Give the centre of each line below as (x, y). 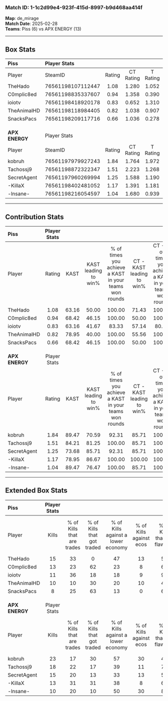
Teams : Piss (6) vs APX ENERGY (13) (43, 29)
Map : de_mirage (22, 18)
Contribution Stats (34, 217)
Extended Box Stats (36, 491)
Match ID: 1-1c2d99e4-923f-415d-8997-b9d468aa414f (74, 7)
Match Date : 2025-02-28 (31, 23)
